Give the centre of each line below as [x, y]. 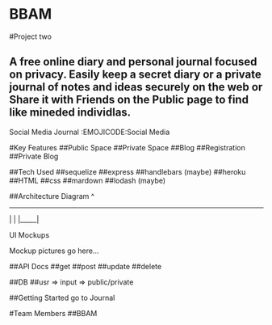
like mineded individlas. [70, 113]
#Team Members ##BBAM [53, 313]
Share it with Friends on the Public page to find [129, 100]
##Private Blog [34, 156]
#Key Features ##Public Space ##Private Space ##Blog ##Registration [127, 147]
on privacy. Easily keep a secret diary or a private [135, 75]
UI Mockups [29, 234]
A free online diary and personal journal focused [133, 62]
